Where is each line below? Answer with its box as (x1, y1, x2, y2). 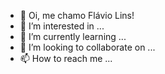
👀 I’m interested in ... (19, 20, 105, 32)
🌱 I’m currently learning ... (19, 31, 127, 42)
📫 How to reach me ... (19, 53, 113, 64)
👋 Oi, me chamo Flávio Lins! (19, 10, 135, 21)
